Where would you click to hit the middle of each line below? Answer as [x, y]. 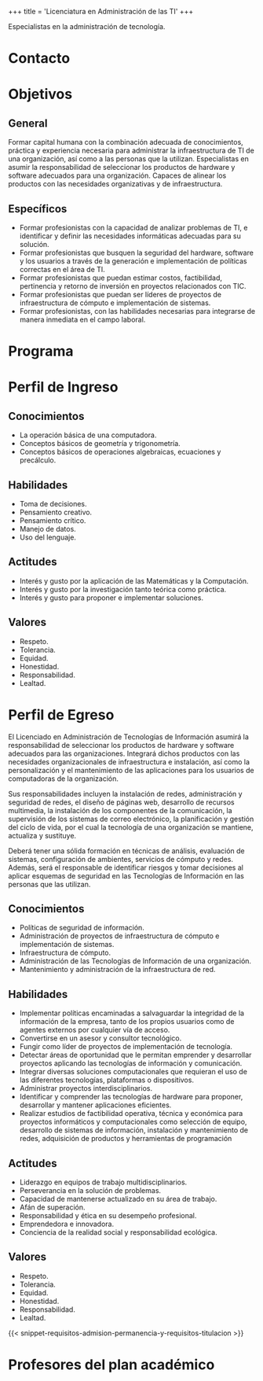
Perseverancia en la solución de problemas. [90, 1190]
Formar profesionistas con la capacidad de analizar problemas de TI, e [133, 228]
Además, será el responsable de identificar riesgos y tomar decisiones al [126, 867]
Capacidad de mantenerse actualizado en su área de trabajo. [118, 1199]
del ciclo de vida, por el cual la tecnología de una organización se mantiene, [131, 827]
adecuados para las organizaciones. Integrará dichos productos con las [124, 753]
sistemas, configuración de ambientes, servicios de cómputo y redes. [121, 859]
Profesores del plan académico [111, 1364]
